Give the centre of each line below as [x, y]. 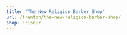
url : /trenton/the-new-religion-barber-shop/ [63, 17]
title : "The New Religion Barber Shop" [56, 12]
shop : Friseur [24, 23]
